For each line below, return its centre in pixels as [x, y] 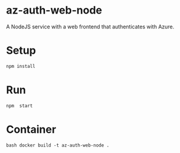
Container [31, 129]
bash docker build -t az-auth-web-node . [58, 145]
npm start [19, 106]
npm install [21, 66]
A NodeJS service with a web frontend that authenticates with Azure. [90, 27]
